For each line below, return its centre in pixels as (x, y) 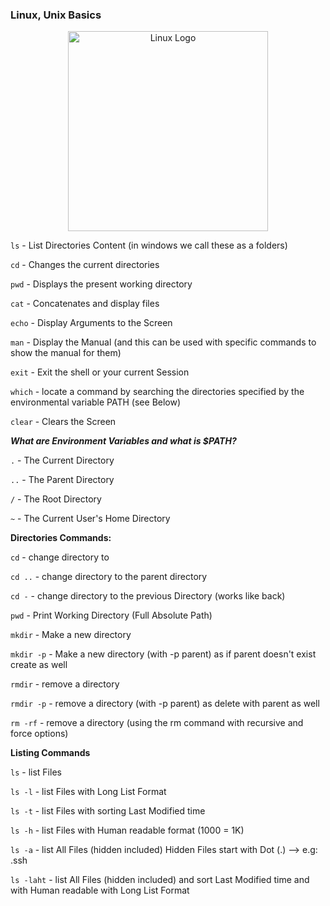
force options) (39, 734)
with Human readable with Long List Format (100, 890)
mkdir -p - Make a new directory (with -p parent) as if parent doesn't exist (163, 654)
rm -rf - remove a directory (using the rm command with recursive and (157, 723)
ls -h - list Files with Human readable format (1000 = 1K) (127, 830)
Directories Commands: (61, 538)
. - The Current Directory (62, 460)
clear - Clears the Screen (63, 422)
